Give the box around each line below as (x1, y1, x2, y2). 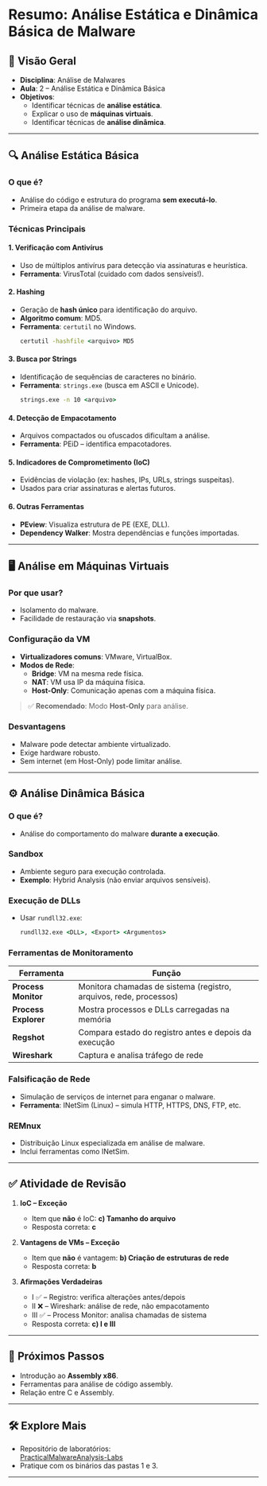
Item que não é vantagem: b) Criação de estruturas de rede (31, 1253, 230, 1262)
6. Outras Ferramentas (8, 501, 85, 511)
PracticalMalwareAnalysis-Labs (19, 1453, 123, 1462)
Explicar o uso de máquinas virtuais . (31, 109, 153, 119)
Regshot (12, 1032, 45, 1043)
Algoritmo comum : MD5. (19, 313, 103, 323)
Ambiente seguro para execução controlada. (19, 866, 166, 876)
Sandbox (8, 849, 44, 860)
